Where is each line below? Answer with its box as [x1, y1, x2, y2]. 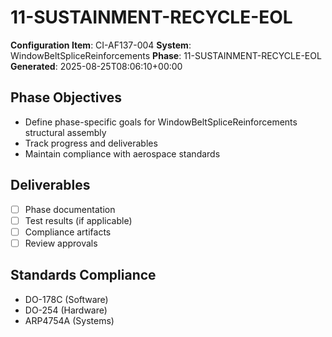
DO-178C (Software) [24, 293, 109, 305]
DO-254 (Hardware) [24, 304, 108, 316]
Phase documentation [24, 203, 116, 215]
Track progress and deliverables [24, 137, 158, 149]
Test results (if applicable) [24, 214, 133, 226]
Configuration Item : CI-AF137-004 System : [10, 39, 192, 51]
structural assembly [24, 126, 107, 138]
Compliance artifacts [24, 226, 112, 238]
